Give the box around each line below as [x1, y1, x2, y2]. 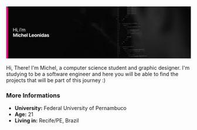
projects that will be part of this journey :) [6, 77, 106, 84]
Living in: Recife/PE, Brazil [14, 117, 79, 124]
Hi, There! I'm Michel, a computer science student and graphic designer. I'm [6, 64, 190, 71]
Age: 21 [14, 111, 33, 118]
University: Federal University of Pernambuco [14, 105, 127, 112]
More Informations [6, 91, 60, 100]
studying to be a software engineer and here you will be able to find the [6, 70, 179, 77]
